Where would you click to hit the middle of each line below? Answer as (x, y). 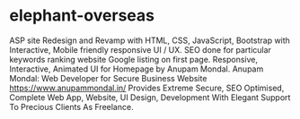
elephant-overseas (82, 16)
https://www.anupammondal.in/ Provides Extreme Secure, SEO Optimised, (147, 88)
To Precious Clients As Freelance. (71, 106)
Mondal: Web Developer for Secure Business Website (108, 78)
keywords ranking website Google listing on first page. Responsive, (134, 59)
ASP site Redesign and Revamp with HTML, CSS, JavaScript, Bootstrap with (150, 40)
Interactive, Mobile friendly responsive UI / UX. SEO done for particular (141, 49)
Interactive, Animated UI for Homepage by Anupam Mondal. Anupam (137, 69)
